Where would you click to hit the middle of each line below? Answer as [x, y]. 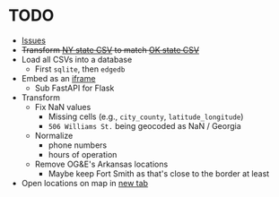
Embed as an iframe [58, 78]
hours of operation [83, 154]
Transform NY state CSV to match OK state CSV [110, 49]
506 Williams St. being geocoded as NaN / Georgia [144, 125]
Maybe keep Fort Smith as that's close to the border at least [159, 173]
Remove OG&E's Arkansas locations [101, 164]
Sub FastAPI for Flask [74, 88]
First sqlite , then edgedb [80, 69]
